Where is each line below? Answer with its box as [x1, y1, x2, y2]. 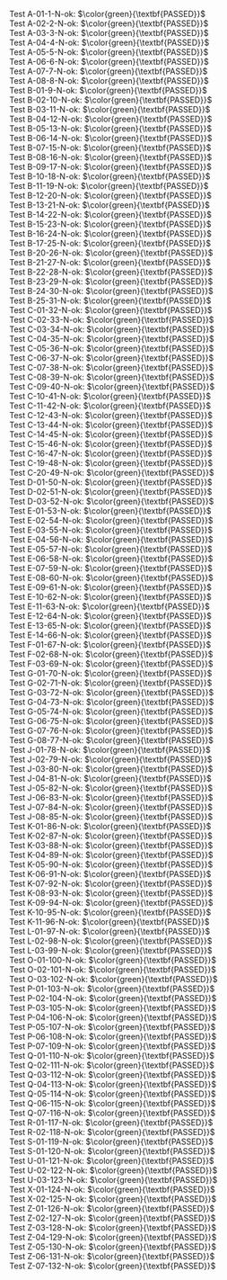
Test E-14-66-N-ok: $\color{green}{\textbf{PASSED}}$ [9, 630, 213, 640]
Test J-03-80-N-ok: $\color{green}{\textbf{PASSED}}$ [9, 764, 214, 774]
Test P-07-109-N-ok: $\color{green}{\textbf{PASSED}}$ [9, 1041, 217, 1052]
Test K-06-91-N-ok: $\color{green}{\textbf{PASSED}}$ [9, 869, 212, 879]
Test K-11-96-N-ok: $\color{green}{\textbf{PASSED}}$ [9, 917, 210, 926]
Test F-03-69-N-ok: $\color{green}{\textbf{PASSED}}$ [9, 658, 214, 669]
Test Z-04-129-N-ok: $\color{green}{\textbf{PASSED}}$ [9, 1232, 217, 1242]
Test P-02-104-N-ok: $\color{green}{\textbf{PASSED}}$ [9, 993, 217, 1003]
